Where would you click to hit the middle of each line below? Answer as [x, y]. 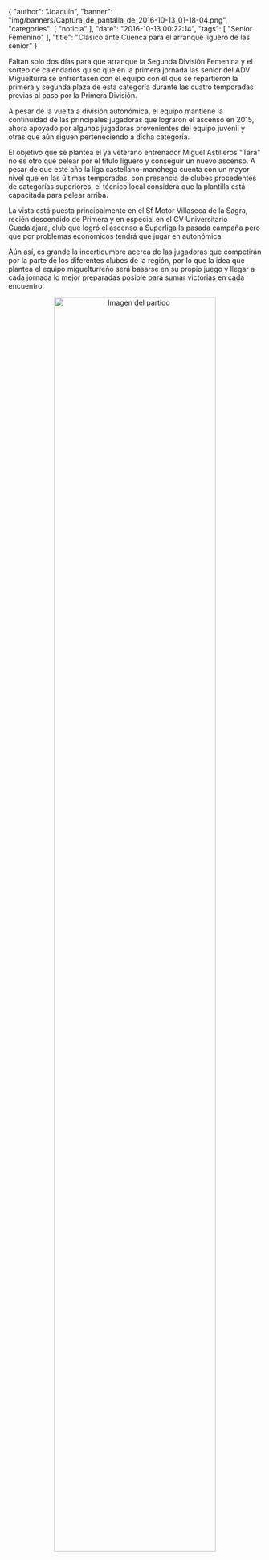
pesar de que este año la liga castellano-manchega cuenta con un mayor [129, 169]
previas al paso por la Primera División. [73, 95]
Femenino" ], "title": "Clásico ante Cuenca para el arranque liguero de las [129, 37]
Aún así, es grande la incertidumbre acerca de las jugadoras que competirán [135, 252]
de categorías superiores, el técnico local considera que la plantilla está [127, 187]
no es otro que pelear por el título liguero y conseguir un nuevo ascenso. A [132, 161]
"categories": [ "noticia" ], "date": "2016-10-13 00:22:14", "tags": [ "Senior [130, 29]
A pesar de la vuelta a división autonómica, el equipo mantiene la [116, 111]
